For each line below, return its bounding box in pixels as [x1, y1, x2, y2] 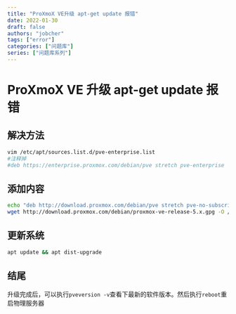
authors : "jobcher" [7, 30, 65, 37]
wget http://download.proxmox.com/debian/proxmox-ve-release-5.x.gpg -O [7, 209, 225, 216]
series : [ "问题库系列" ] [7, 50, 72, 57]
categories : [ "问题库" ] [7, 43, 74, 50]
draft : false [7, 23, 46, 30]
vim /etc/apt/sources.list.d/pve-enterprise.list [7, 148, 156, 155]
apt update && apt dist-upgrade [7, 249, 102, 256]
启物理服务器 [7, 299, 44, 307]
